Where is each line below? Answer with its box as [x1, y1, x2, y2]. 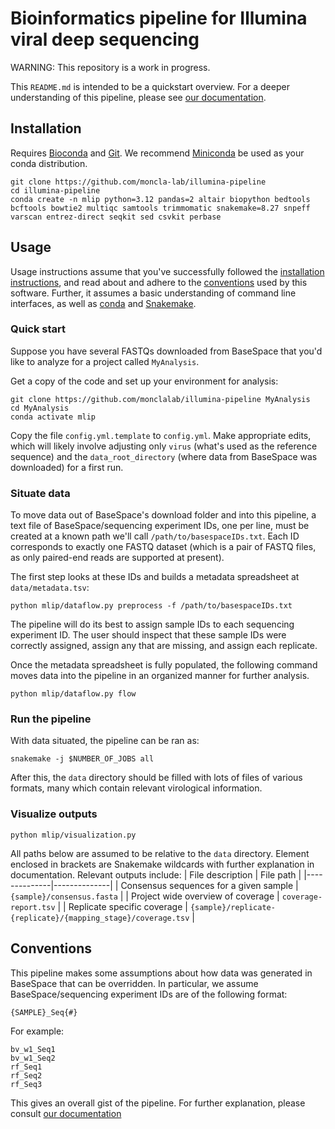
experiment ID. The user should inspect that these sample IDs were [10, 629, 287, 641]
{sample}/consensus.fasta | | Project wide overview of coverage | [10, 890, 280, 902]
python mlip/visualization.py [10, 830, 137, 840]
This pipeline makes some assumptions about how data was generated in [10, 967, 313, 979]
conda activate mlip [10, 412, 97, 422]
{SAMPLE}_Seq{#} [10, 1007, 78, 1017]
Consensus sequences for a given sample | [120, 879, 299, 891]
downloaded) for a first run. [10, 461, 124, 473]
